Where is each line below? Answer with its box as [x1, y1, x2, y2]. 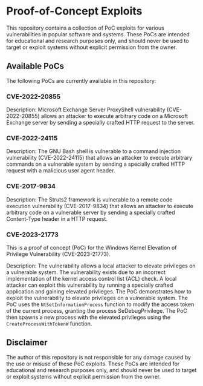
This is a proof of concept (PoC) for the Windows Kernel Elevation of [6, 244, 177, 251]
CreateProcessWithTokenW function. [6, 319, 92, 327]
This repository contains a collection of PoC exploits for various [6, 24, 164, 31]
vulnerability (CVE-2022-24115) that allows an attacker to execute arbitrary [6, 154, 193, 162]
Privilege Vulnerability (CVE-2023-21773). [6, 250, 111, 258]
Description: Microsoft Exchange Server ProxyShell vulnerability [6, 106, 166, 113]
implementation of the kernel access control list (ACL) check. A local [6, 275, 177, 282]
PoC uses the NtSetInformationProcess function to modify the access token [6, 301, 195, 308]
